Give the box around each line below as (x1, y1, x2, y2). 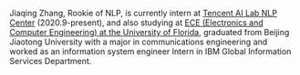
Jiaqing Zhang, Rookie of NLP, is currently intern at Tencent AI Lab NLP (9, 8, 278, 18)
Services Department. (9, 56, 92, 66)
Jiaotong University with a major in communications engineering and (9, 36, 268, 47)
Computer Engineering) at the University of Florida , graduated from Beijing (9, 27, 290, 37)
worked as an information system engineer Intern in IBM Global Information (9, 46, 292, 57)
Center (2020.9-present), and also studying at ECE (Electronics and (9, 17, 264, 28)
